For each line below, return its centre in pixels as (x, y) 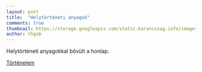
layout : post (23, 12)
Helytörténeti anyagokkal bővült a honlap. (58, 51)
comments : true (25, 23)
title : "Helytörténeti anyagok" (48, 17)
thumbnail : (20, 28)
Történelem (20, 63)
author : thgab (24, 34)
